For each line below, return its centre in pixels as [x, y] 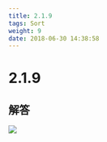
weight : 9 [25, 31]
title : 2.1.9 [30, 16]
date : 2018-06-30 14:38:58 [54, 38]
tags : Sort [27, 23]
